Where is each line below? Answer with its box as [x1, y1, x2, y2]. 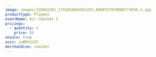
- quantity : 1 [9, 26, 39, 31]
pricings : [5, 21, 26, 26]
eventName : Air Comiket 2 [5, 16, 58, 21]
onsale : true [5, 35, 32, 40]
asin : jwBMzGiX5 [5, 40, 39, 45]
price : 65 [14, 30, 35, 35]
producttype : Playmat [5, 12, 50, 17]
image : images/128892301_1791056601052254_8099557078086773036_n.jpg [5, 7, 152, 12]
